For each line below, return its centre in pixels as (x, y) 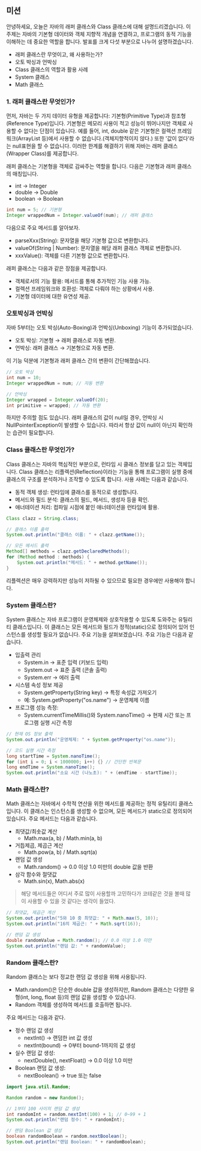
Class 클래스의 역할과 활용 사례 (51, 69)
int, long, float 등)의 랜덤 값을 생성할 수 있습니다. (79, 997)
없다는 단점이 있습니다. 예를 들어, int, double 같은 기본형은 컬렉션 (100, 131)
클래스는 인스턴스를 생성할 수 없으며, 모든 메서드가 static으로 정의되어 (111, 811)
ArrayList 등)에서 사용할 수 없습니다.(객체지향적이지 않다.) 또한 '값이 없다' (104, 139)
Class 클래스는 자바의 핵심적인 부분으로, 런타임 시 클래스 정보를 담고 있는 (91, 464)
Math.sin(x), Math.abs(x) (54, 881)
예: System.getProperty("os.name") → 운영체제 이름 (87, 700)
